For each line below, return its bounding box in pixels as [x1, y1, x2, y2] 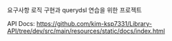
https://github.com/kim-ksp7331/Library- [36, 20, 153, 27]
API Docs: [7, 20, 36, 27]
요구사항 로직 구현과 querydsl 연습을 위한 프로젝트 [7, 6, 142, 14]
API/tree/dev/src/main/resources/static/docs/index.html [7, 27, 165, 35]
